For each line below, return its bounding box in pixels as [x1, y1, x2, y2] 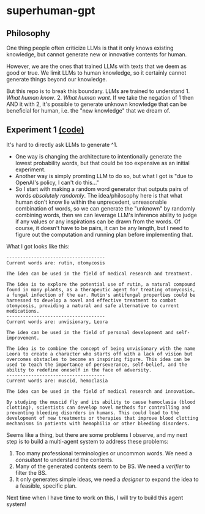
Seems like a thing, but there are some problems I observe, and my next [6, 431, 188, 438]
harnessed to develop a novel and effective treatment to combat [6, 297, 176, 304]
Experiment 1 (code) [6, 125, 84, 135]
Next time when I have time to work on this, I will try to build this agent [6, 494, 184, 501]
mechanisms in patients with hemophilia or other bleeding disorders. [6, 420, 190, 426]
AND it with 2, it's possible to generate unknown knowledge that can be [6, 100, 187, 108]
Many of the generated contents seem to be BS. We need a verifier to [15, 463, 191, 470]
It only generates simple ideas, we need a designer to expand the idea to [15, 475, 199, 483]
